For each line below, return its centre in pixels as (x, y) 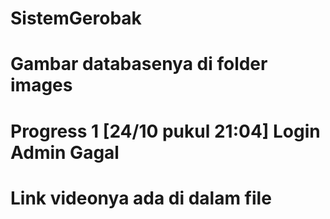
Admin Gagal (65, 152)
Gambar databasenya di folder (139, 64)
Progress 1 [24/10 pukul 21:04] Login (165, 131)
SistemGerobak (76, 18)
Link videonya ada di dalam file (141, 198)
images (41, 85)
